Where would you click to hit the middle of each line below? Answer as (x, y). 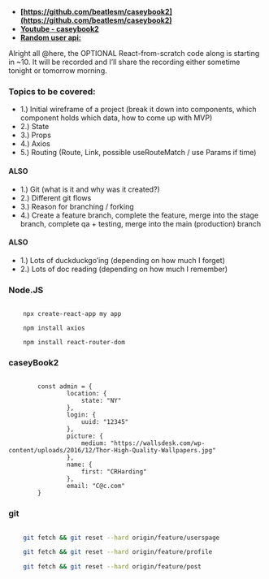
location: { (87, 394)
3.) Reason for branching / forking (77, 206)
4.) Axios (35, 144)
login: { (81, 415)
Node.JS (26, 290)
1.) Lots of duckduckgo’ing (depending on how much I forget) (123, 260)
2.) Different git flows (56, 197)
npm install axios (54, 328)
